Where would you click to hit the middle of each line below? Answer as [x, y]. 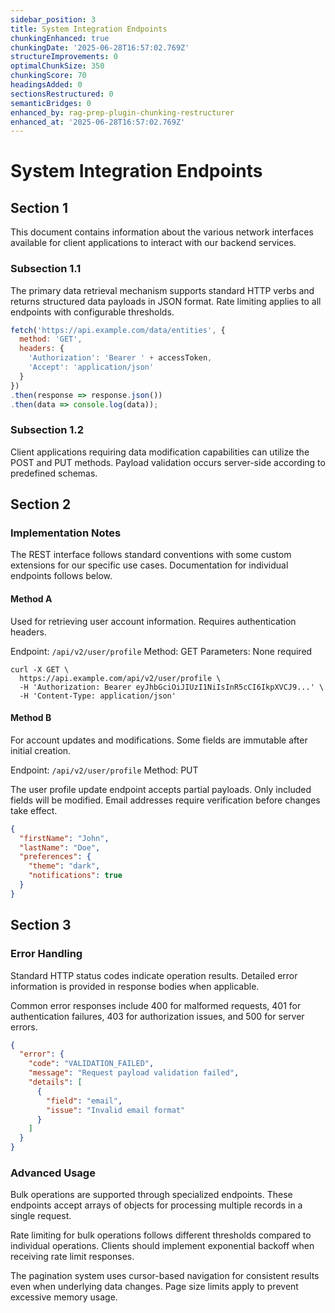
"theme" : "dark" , [64, 866]
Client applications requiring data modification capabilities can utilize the [160, 452]
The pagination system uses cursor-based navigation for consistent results [165, 1276]
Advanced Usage [53, 1173]
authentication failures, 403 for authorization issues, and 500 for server [157, 1016]
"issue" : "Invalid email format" [116, 1110]
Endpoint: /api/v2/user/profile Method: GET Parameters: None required [161, 651]
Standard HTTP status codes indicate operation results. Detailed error [154, 975]
